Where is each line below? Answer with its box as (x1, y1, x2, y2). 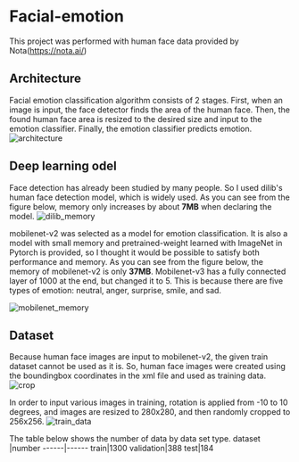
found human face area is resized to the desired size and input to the (9, 113, 262, 124)
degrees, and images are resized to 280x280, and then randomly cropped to (9, 407, 291, 417)
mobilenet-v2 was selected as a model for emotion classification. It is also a (9, 227, 288, 238)
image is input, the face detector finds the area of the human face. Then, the (9, 104, 291, 115)
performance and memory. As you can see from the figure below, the (9, 256, 263, 267)
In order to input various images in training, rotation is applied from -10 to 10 (9, 397, 288, 408)
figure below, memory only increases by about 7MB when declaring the (9, 201, 272, 211)
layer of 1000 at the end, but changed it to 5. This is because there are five (9, 275, 284, 286)
